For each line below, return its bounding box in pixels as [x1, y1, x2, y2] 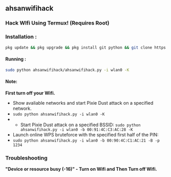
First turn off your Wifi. [5, 90, 55, 96]
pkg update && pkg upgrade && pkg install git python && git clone [5, 45, 153, 50]
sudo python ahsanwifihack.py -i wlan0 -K [12, 111, 105, 117]
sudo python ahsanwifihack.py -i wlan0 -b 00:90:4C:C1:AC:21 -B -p [12, 138, 160, 143]
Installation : [5, 33, 37, 41]
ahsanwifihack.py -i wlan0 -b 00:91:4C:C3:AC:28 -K [20, 127, 133, 132]
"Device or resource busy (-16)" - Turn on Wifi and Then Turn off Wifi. [5, 166, 157, 172]
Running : [5, 56, 27, 62]
